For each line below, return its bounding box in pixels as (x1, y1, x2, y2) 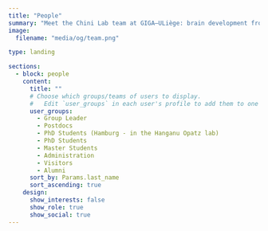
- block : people (15, 70, 69, 78)
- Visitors (37, 159, 73, 167)
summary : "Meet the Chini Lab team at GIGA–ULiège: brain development (8, 19, 248, 27)
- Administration (37, 151, 94, 159)
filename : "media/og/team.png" (15, 33, 120, 42)
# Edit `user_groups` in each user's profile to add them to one (29, 100, 259, 108)
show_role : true (29, 203, 84, 211)
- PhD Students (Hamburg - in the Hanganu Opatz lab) (37, 129, 219, 138)
